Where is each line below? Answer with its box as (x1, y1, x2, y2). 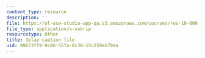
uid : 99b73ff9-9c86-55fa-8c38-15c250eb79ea (6, 43, 119, 49)
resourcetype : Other (6, 31, 59, 37)
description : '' (6, 14, 48, 21)
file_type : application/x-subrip (6, 25, 92, 32)
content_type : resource (6, 8, 67, 15)
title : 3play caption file (6, 37, 75, 43)
